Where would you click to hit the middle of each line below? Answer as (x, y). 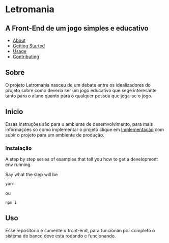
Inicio (14, 112)
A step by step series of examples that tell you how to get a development (82, 159)
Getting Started (29, 46)
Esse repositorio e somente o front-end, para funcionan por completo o (80, 230)
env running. (19, 165)
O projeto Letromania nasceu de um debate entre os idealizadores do (78, 85)
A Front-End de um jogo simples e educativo (77, 28)
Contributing (26, 57)
